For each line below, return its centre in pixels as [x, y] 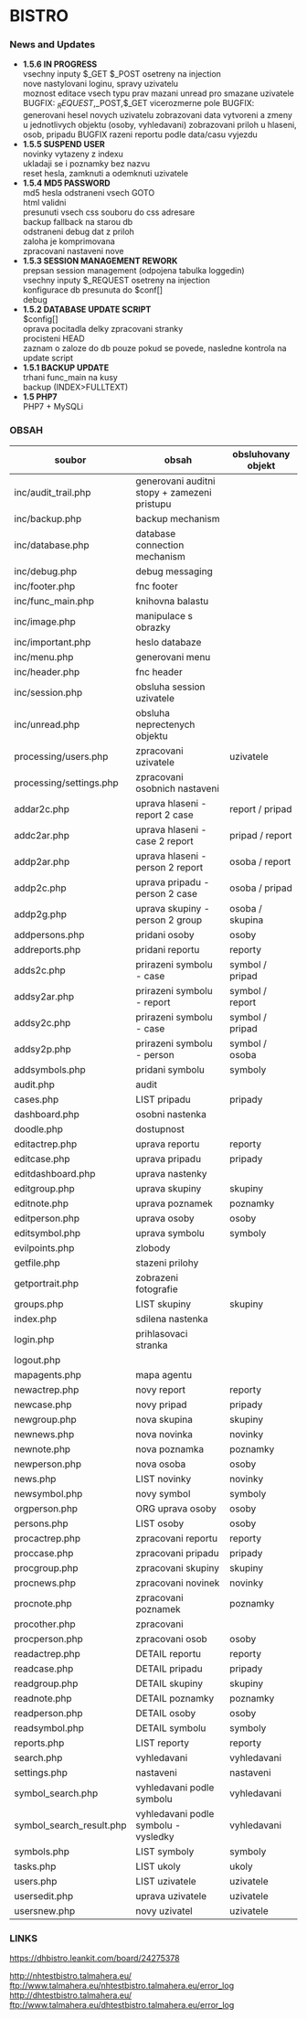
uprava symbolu [170, 1233]
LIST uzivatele [166, 1881]
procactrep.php [48, 1538]
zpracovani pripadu [177, 1553]
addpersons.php [49, 935]
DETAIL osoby [166, 1713]
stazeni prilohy [167, 1263]
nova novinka [164, 1434]
